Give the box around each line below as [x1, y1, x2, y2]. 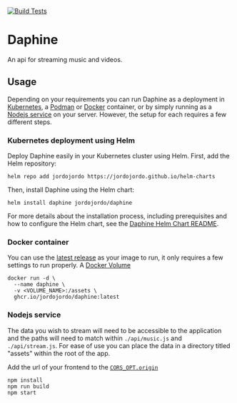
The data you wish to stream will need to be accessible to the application [7, 326, 222, 335]
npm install [7, 377, 43, 384]
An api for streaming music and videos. [7, 55, 123, 63]
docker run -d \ [7, 275, 56, 282]
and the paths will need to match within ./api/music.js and [7, 334, 182, 342]
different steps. [7, 118, 52, 126]
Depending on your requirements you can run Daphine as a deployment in [7, 95, 225, 103]
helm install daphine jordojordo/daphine [7, 200, 133, 207]
